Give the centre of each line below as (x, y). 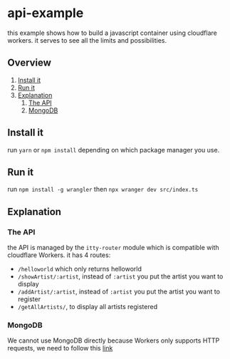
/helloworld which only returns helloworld (80, 269)
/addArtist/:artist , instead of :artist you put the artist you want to (119, 292)
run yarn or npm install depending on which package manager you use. (114, 150)
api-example (46, 13)
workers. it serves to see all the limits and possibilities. (87, 40)
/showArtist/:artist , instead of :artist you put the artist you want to (120, 276)
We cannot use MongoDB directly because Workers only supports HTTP (114, 340)
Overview (30, 63)
